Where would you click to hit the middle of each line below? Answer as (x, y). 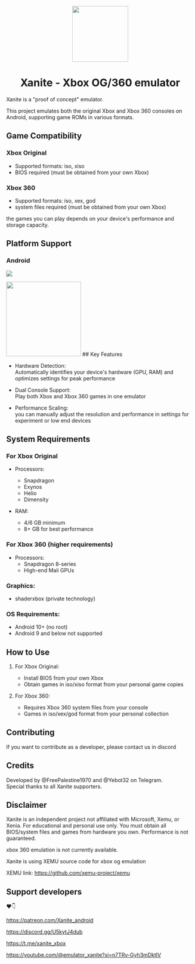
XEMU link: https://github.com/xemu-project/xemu (68, 873)
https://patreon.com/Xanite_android (50, 920)
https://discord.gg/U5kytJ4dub (44, 932)
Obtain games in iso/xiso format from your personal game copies (103, 684)
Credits (20, 766)
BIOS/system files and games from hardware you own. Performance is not (97, 832)
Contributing (30, 732)
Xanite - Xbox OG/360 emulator (100, 83)
